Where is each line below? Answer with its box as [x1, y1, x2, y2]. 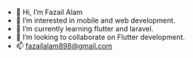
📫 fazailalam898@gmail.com [15, 42, 113, 50]
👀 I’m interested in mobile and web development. [15, 16, 176, 25]
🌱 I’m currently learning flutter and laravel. [15, 24, 154, 33]
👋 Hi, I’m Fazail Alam [15, 8, 83, 16]
